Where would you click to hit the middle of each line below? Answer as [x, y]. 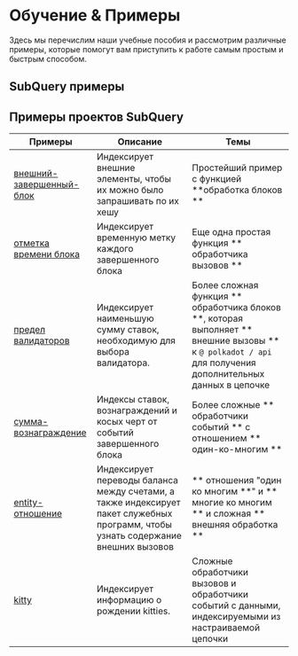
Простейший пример [237, 168]
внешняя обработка [235, 525]
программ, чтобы [134, 525]
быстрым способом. [48, 59]
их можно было [130, 190]
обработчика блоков [236, 308]
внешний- [36, 174]
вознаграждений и [137, 410]
